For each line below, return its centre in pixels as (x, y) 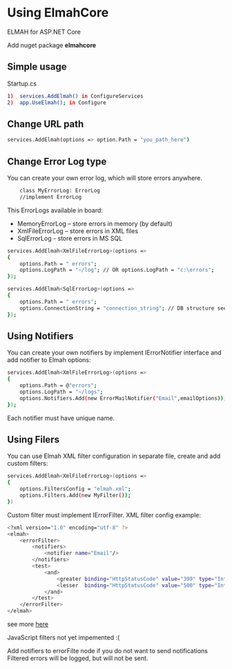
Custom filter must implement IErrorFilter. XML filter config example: (104, 515)
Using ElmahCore (58, 13)
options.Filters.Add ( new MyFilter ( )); (75, 495)
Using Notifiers (40, 336)
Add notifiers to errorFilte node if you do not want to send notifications (108, 651)
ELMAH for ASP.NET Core (44, 32)
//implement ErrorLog (50, 197)
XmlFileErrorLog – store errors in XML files (78, 231)
